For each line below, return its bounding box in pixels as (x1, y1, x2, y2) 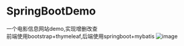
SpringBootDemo (6, 4, 96, 18)
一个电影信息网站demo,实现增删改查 (6, 25, 98, 32)
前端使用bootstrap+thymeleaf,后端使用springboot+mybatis (6, 32, 155, 40)
